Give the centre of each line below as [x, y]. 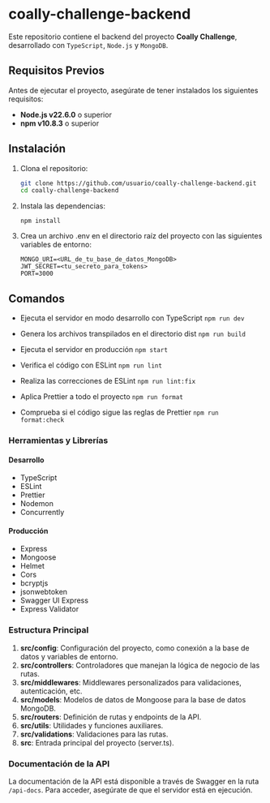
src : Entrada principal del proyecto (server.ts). [97, 742]
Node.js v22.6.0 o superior [66, 114]
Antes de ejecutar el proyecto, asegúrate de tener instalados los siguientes [133, 90]
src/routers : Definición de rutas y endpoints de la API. [111, 717]
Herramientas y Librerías [58, 440]
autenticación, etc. [51, 691]
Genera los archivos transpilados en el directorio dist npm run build [133, 334]
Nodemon [37, 504]
